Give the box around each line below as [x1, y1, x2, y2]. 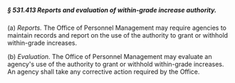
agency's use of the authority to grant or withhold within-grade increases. [7, 60, 224, 68]
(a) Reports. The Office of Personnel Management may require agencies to [7, 23, 226, 32]
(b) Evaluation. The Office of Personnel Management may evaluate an [7, 52, 212, 60]
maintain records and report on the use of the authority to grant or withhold [7, 31, 229, 39]
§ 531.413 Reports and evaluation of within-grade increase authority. [7, 6, 217, 14]
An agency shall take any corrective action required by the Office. [7, 67, 200, 76]
